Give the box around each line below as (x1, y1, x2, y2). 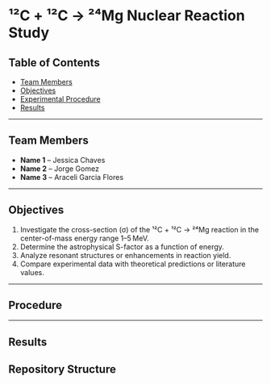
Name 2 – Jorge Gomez (19, 164, 99, 173)
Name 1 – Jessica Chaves (19, 155, 106, 165)
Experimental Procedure (19, 94, 101, 103)
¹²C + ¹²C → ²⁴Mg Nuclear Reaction (8, 6, 245, 25)
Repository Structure (8, 362, 117, 377)
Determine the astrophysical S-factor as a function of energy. (19, 241, 224, 252)
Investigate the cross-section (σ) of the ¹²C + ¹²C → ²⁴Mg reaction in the (19, 224, 260, 234)
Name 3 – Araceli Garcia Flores (19, 172, 123, 182)
